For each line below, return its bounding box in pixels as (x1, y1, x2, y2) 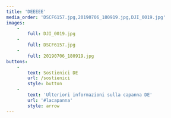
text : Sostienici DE (27, 70, 78, 76)
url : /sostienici (27, 75, 70, 81)
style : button (27, 81, 62, 87)
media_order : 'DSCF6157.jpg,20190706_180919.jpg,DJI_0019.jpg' (6, 14, 166, 20)
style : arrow (27, 103, 60, 109)
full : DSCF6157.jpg (27, 42, 76, 48)
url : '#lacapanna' (27, 97, 73, 103)
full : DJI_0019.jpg (27, 31, 76, 37)
